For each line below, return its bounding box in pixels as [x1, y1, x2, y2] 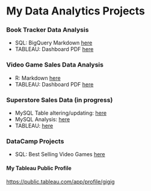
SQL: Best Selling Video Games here [14, 151, 105, 158]
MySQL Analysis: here [14, 116, 70, 123]
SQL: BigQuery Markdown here [14, 39, 93, 46]
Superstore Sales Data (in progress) [6, 95, 113, 104]
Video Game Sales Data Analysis [6, 61, 104, 69]
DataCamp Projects [6, 137, 64, 145]
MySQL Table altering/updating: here [14, 109, 107, 117]
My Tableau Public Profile [6, 164, 72, 172]
